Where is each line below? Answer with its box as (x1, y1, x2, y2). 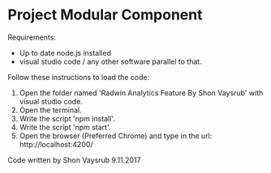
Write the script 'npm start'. (19, 122, 111, 132)
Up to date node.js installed (19, 48, 111, 57)
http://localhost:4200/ (19, 139, 94, 149)
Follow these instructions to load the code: (7, 72, 150, 82)
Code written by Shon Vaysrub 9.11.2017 (7, 155, 141, 165)
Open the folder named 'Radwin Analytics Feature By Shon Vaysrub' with (19, 87, 264, 98)
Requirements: (7, 32, 56, 42)
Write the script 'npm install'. (19, 113, 115, 123)
